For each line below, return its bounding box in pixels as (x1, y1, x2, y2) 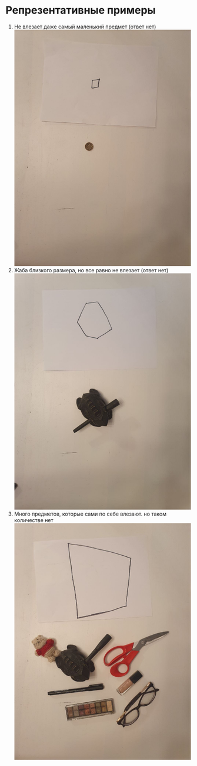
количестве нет (14, 517, 54, 524)
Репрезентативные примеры (5, 4, 156, 17)
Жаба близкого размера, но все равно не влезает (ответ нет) (14, 267, 169, 274)
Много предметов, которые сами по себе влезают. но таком (14, 510, 167, 517)
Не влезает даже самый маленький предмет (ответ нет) (14, 23, 156, 30)
